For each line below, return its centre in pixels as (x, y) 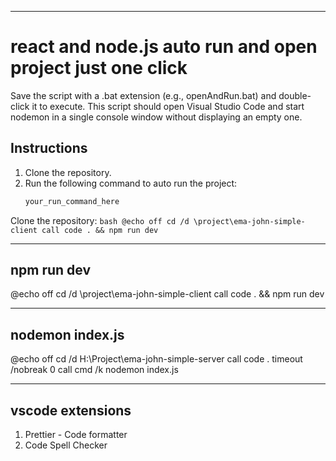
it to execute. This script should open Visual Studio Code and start (168, 106)
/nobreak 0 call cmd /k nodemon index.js (94, 370)
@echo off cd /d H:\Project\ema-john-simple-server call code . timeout (156, 359)
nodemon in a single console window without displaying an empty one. (156, 117)
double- (295, 95)
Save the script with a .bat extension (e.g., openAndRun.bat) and (143, 95)
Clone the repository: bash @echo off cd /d (100, 220)
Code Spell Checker (66, 445)
